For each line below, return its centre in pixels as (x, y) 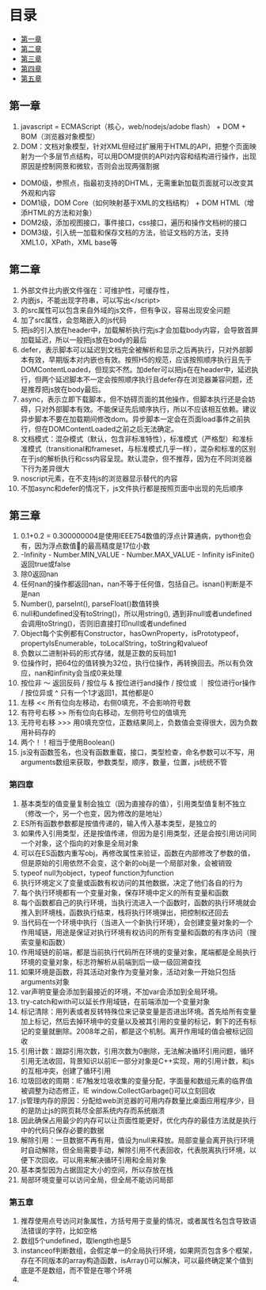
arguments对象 (45, 981)
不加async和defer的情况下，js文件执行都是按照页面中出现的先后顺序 (132, 488)
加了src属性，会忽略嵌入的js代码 (74, 320)
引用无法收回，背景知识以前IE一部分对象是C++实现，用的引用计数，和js (137, 1060)
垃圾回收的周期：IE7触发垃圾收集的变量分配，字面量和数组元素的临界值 (136, 1080)
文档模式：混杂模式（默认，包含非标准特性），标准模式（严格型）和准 (133, 439)
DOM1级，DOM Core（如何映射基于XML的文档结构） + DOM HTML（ (134, 203)
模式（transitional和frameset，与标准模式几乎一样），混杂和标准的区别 (142, 448)
